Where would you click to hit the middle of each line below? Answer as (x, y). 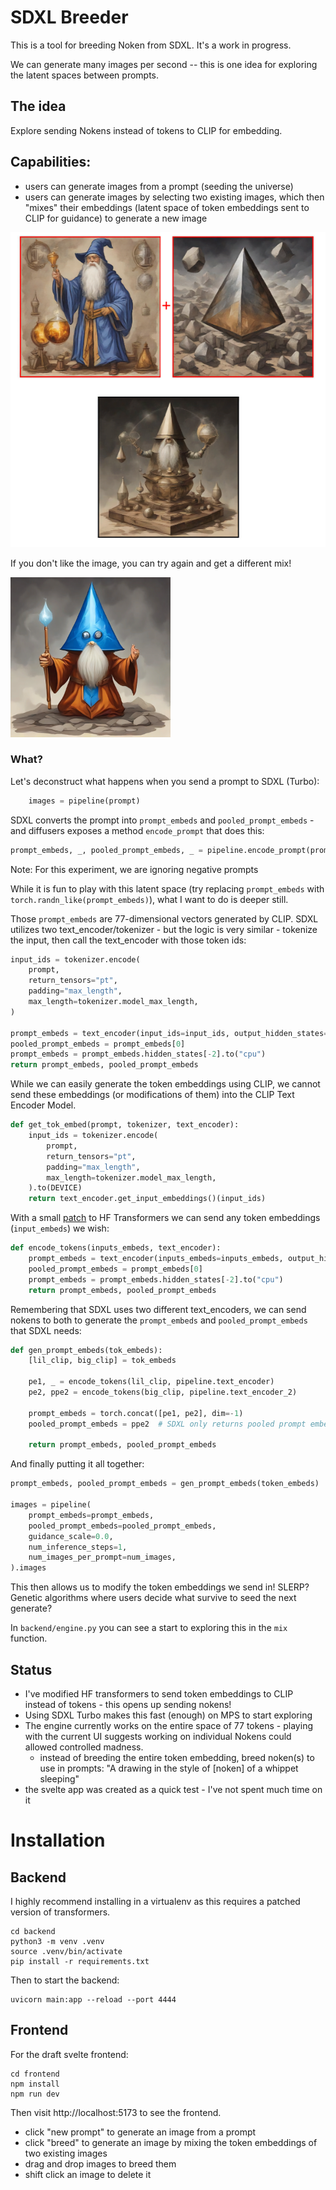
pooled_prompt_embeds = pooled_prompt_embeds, (122, 1526)
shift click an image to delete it (88, 2174)
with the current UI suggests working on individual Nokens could (158, 1737)
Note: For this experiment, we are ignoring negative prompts (134, 869)
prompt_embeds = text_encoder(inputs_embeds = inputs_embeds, (156, 1259)
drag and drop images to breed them (100, 2163)
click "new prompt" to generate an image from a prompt (140, 2132)
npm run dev (35, 2094)
